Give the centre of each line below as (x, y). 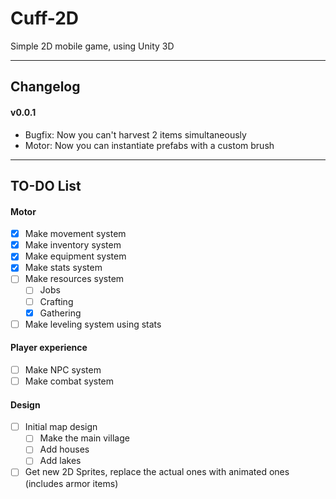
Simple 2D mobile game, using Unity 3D (92, 46)
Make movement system (75, 234)
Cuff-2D (45, 18)
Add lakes (60, 461)
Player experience (49, 348)
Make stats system (63, 268)
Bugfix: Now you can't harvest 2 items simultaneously (135, 134)
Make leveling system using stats (93, 324)
